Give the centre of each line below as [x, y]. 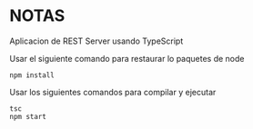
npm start [28, 116]
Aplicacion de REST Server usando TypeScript [96, 41]
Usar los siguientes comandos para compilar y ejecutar [113, 92]
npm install [32, 75]
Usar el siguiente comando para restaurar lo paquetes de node [127, 58]
